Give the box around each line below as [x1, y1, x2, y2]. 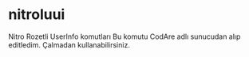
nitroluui [8, 6, 65, 24]
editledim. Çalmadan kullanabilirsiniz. [8, 40, 130, 49]
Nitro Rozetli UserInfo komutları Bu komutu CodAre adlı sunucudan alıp [8, 32, 241, 41]
